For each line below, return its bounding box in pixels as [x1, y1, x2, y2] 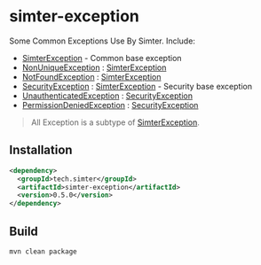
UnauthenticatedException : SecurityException [21, 90, 194, 101]
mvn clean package [9, 246, 77, 256]
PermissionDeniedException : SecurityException [21, 99, 199, 110]
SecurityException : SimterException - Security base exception [21, 81, 253, 91]
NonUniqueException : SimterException [21, 62, 167, 73]
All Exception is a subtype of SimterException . [30, 117, 200, 128]
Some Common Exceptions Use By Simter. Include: [9, 35, 195, 46]
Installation [9, 143, 73, 158]
